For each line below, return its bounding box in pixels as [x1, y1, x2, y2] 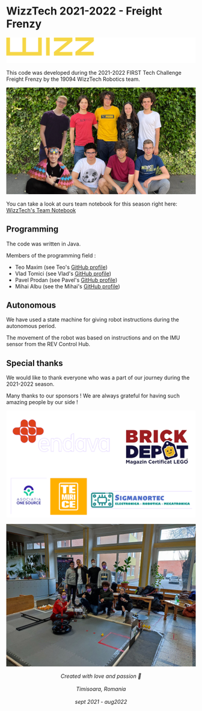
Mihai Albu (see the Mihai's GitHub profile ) [14, 282, 120, 290]
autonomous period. [6, 323, 57, 330]
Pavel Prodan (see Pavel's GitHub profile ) [14, 276, 118, 283]
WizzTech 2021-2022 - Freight [6, 4, 162, 18]
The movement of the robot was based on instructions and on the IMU [6, 334, 180, 341]
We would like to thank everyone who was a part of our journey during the [6, 374, 190, 381]
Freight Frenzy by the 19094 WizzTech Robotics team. [6, 75, 140, 83]
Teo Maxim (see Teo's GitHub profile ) [14, 264, 108, 271]
